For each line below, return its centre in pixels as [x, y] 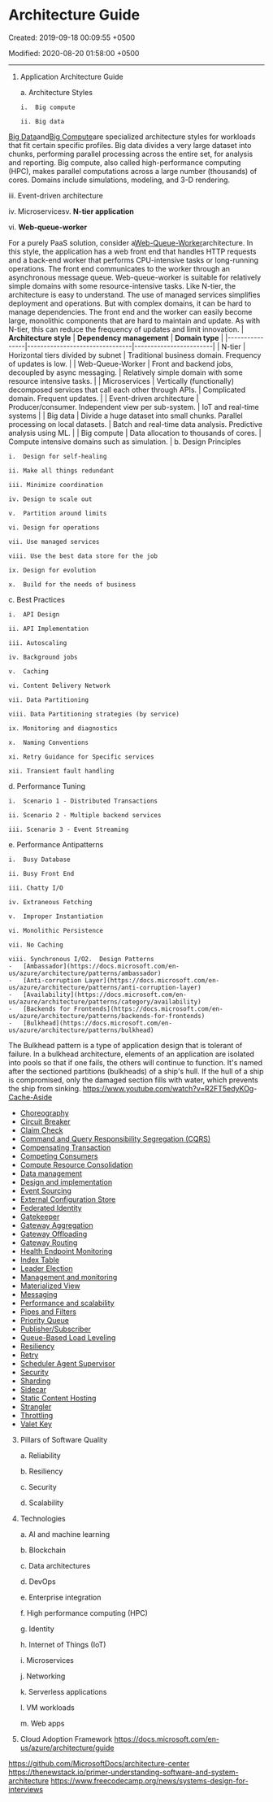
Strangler [36, 1406]
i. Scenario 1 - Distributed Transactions [83, 801]
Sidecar [33, 1389]
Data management [51, 1173]
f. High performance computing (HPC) [84, 1613]
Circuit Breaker [45, 1121]
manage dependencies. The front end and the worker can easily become [130, 311]
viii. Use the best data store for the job [83, 556]
